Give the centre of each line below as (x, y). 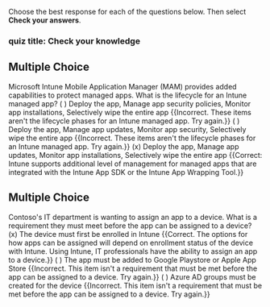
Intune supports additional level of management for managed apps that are (133, 164)
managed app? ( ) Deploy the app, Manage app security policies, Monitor (130, 103)
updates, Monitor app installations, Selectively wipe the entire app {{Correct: (135, 155)
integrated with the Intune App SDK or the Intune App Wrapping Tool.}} (126, 172)
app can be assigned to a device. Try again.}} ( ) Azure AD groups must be (132, 276)
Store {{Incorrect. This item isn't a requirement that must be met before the (133, 268)
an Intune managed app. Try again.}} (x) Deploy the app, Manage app (124, 146)
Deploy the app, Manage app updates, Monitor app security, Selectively (127, 129)
